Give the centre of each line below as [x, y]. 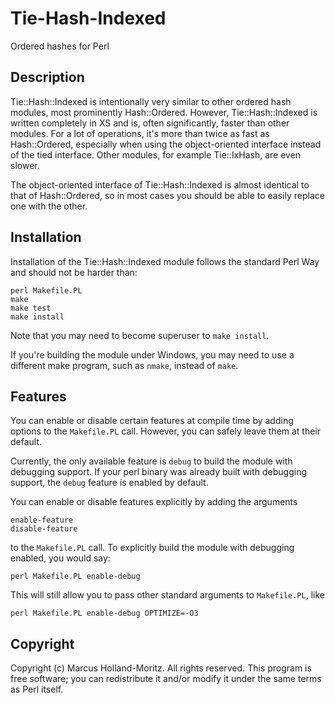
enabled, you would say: [60, 558]
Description [47, 77]
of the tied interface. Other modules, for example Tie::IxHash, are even [156, 154]
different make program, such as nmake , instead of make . [124, 365]
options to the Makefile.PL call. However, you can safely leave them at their [166, 431]
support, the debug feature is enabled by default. [109, 483]
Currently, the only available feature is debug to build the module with [151, 461]
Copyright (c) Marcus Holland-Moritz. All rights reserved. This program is [161, 668]
